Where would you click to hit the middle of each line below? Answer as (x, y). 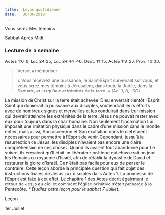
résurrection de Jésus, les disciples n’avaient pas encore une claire (73, 142)
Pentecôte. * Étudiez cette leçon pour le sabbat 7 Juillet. (62, 189)
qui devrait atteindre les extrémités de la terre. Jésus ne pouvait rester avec (82, 116)
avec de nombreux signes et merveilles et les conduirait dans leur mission (80, 111)
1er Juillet (15, 208)
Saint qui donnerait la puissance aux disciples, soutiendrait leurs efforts (78, 105)
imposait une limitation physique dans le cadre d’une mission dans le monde (82, 126)
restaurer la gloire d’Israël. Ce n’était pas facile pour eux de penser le (75, 163)
